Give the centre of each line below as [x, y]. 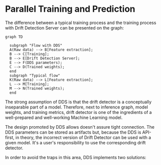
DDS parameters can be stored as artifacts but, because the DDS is [73, 132]
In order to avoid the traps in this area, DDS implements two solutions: [76, 157]
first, [10, 137]
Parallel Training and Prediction [70, 9]
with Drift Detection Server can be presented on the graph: [65, 27]
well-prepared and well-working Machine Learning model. [64, 117]
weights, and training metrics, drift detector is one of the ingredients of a [79, 112]
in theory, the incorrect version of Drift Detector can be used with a [83, 137]
